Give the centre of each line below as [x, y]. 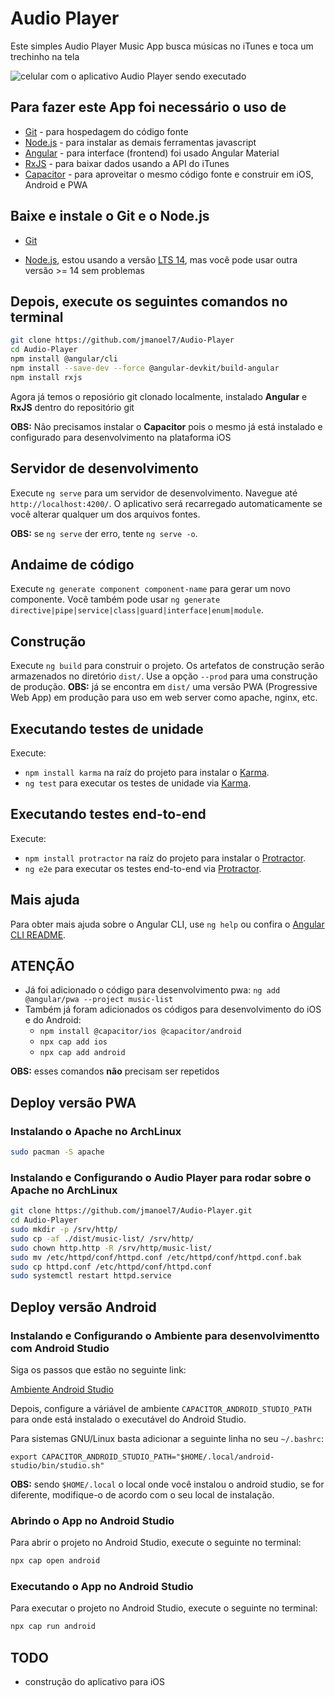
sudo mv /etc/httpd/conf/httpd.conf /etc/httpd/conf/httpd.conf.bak [156, 1257]
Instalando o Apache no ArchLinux [96, 1131]
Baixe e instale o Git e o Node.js [110, 216]
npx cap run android [53, 1627]
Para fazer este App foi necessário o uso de [148, 107]
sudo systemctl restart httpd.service [91, 1276]
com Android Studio [60, 1348]
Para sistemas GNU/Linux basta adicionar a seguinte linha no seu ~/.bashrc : [167, 1438]
